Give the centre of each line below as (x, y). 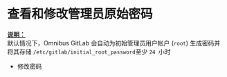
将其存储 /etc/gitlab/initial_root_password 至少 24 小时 (89, 52)
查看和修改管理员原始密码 (80, 14)
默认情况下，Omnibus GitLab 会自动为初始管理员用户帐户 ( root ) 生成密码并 (114, 43)
